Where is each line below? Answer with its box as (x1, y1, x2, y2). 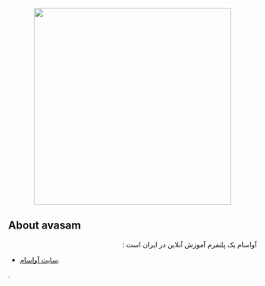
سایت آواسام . (19, 254, 61, 264)
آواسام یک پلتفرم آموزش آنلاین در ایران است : (121, 240, 257, 249)
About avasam (8, 219, 81, 232)
